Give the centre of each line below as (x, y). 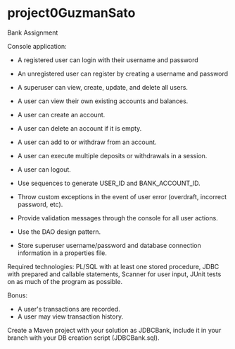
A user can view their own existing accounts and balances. (103, 101)
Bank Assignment (33, 32)
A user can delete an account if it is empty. (80, 128)
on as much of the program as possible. (65, 281)
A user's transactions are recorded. (69, 309)
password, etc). (40, 204)
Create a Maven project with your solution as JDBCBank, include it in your (114, 330)
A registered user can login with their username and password (108, 60)
